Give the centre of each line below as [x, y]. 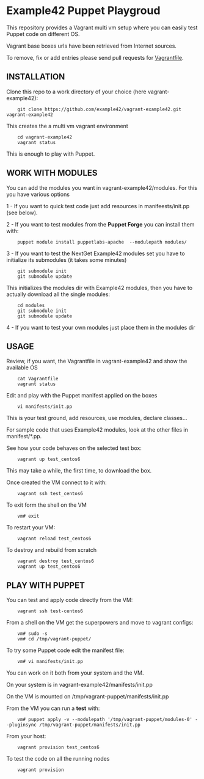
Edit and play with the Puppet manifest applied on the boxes [82, 396]
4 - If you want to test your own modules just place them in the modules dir [101, 327]
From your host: [26, 736]
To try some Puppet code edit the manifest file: [65, 650]
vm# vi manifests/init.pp [50, 662]
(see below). [22, 212]
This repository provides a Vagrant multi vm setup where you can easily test [102, 27]
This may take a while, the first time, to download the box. [79, 471]
